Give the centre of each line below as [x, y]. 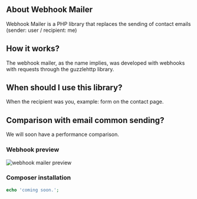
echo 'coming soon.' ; [33, 190]
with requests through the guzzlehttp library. [60, 69]
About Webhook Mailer [50, 10]
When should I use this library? [64, 88]
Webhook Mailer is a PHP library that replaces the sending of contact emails [98, 24]
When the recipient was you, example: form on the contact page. [85, 102]
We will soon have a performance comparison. [63, 134]
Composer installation [39, 178]
